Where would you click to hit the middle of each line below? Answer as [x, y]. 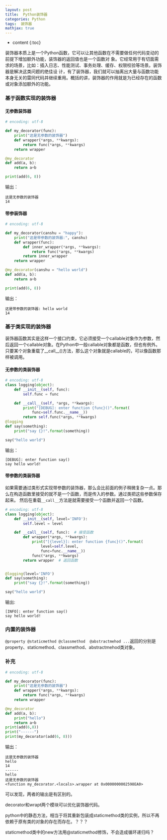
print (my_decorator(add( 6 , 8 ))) [39, 737]
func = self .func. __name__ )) [60, 413]
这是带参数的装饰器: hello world [37, 309]
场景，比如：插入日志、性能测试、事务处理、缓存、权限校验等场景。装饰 [88, 65]
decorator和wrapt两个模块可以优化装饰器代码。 [54, 805]
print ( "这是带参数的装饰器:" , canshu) [51, 237]
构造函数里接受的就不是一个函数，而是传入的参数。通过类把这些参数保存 [88, 494]
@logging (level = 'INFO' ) [30, 574]
